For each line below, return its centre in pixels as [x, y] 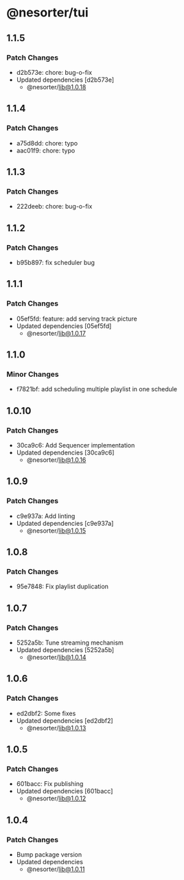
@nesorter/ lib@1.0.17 [56, 333]
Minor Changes [33, 374]
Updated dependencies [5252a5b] [65, 650]
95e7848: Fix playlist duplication [62, 587]
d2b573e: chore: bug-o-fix [54, 72]
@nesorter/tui [47, 13]
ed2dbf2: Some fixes [46, 713]
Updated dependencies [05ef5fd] [64, 326]
